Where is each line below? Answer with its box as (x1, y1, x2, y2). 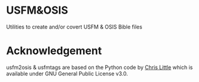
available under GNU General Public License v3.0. (6, 70, 128, 77)
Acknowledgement (6, 44, 102, 58)
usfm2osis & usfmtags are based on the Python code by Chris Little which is (6, 64, 193, 71)
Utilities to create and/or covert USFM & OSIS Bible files (6, 23, 143, 30)
